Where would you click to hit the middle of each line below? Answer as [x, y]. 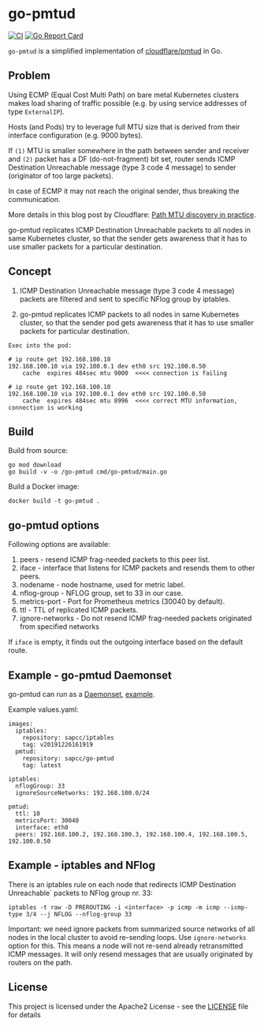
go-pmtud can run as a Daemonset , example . [82, 694]
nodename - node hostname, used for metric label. [102, 585]
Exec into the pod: [40, 345]
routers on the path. [40, 962]
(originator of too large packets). [61, 175]
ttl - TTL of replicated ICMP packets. [79, 610]
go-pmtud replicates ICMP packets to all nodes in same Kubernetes [129, 314]
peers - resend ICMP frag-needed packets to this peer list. [115, 560]
